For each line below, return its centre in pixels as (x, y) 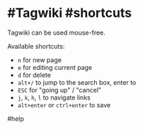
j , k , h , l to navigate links (54, 97)
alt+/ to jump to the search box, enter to (77, 82)
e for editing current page (55, 67)
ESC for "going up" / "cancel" (59, 90)
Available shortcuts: (36, 46)
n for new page (40, 60)
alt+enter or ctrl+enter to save (64, 105)
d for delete (34, 75)
